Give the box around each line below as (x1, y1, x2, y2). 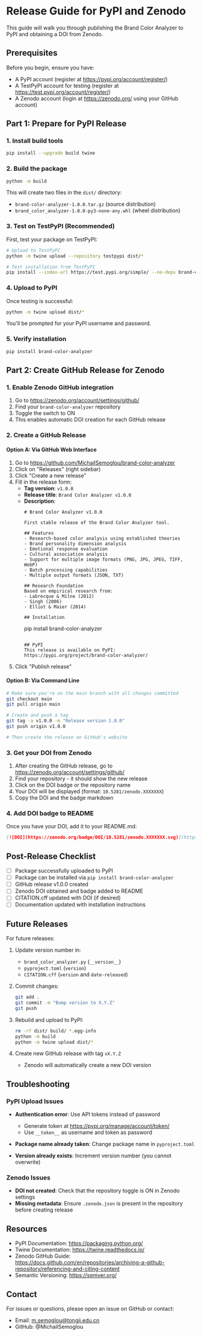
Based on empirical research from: (23, 588, 113, 594)
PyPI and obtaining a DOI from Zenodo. (6, 30, 103, 37)
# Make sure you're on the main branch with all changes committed (6, 690, 179, 696)
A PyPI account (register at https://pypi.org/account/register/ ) (14, 75, 168, 82)
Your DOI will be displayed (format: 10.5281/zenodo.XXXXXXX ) (14, 788, 164, 795)
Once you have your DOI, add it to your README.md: (6, 823, 137, 830)
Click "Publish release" (14, 663, 72, 670)
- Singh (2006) (23, 599, 62, 605)
